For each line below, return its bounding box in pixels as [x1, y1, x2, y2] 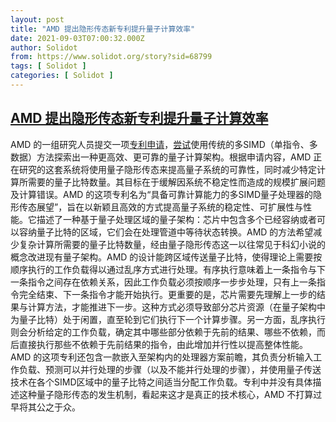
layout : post [10, 14, 65, 25]
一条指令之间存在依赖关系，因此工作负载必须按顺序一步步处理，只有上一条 [10, 276, 317, 288]
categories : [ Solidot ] [10, 71, 114, 81]
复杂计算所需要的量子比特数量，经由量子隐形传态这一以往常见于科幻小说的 [18, 238, 326, 250]
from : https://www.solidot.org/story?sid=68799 [10, 52, 213, 62]
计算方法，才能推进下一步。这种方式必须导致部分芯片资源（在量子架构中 [27, 301, 326, 313]
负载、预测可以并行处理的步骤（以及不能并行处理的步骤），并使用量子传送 [18, 363, 322, 375]
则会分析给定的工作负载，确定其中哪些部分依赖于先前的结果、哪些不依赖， [10, 326, 317, 338]
